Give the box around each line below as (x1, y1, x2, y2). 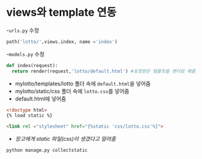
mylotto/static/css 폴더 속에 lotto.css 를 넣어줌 (15, 87, 129, 94)
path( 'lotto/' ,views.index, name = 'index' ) (6, 39, 118, 45)
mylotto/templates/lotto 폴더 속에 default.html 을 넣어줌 (15, 80, 151, 87)
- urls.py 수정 (6, 27, 39, 34)
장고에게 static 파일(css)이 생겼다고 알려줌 (15, 135, 116, 143)
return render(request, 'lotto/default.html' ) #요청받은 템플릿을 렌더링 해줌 (11, 68, 196, 74)
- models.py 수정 (6, 50, 45, 57)
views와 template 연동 (6, 5, 117, 19)
